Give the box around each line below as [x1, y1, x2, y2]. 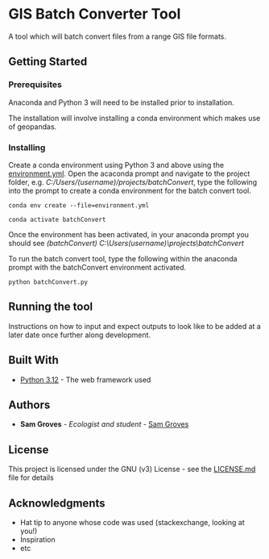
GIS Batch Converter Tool [8, 5, 181, 23]
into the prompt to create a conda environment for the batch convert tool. [8, 186, 251, 195]
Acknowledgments [8, 496, 106, 510]
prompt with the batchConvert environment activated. [8, 262, 187, 272]
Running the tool [8, 300, 93, 314]
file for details [8, 473, 54, 482]
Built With [8, 353, 59, 367]
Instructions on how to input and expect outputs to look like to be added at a [8, 321, 262, 331]
